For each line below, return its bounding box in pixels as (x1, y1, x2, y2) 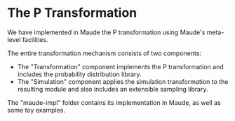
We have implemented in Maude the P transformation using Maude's (7, 28, 206, 36)
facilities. (22, 35, 48, 43)
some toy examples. (7, 106, 65, 114)
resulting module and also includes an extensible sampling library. (17, 85, 208, 93)
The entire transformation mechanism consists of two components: (7, 49, 202, 57)
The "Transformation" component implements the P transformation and (17, 62, 224, 71)
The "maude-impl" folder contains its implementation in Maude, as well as (7, 98, 221, 106)
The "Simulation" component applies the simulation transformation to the (17, 77, 229, 85)
